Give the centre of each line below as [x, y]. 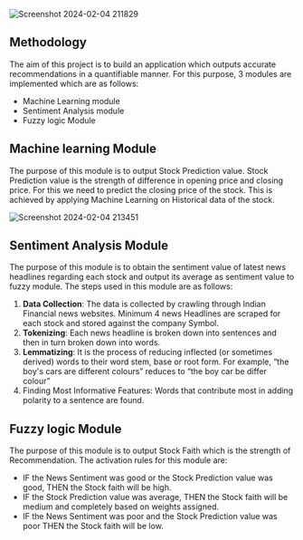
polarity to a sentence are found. [83, 400]
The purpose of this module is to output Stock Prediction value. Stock [139, 170]
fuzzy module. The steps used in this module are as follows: [121, 286]
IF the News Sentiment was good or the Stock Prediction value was [147, 478]
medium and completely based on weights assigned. [121, 506]
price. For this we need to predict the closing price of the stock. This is [141, 189]
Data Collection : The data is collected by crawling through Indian [144, 304]
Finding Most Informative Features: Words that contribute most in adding [158, 391]
